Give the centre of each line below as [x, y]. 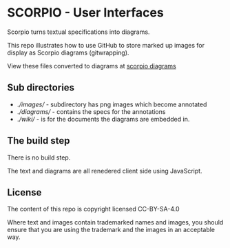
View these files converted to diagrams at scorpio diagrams [92, 66]
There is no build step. [39, 158]
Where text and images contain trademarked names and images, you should [115, 222]
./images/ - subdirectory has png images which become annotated [112, 104]
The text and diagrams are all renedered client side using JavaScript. [105, 171]
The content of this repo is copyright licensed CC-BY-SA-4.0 [93, 209]
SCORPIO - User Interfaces [85, 13]
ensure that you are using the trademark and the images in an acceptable [111, 230]
